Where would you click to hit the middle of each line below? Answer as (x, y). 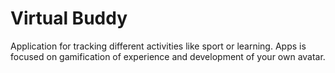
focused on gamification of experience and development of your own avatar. (168, 56)
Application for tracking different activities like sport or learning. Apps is (158, 46)
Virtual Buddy (69, 18)
